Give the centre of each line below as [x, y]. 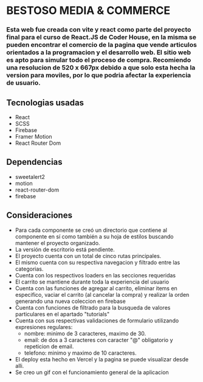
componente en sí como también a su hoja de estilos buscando [94, 236]
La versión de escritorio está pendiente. [65, 249]
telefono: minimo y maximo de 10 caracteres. [80, 353]
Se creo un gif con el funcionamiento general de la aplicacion [92, 372]
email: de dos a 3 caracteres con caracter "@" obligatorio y [98, 340]
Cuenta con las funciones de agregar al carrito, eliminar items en [96, 288]
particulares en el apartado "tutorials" [62, 314]
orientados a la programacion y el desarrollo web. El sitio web [99, 52]
